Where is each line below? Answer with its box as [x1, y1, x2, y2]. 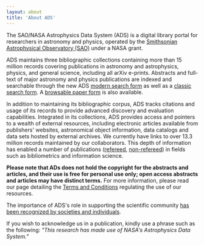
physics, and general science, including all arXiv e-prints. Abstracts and [6, 69, 187, 76]
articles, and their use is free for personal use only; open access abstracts [6, 170, 199, 177]
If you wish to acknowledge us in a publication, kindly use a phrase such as [6, 220, 195, 227]
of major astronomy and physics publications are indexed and [17, 76, 172, 83]
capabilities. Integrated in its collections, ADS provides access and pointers [6, 113, 195, 121]
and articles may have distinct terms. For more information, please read [6, 177, 189, 184]
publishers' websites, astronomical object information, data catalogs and [6, 126, 189, 133]
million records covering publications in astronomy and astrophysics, [6, 62, 179, 70]
